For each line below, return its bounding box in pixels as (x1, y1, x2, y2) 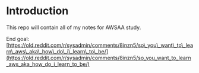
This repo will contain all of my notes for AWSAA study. (6, 24, 141, 31)
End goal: (6, 35, 30, 42)
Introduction (6, 4, 69, 18)
